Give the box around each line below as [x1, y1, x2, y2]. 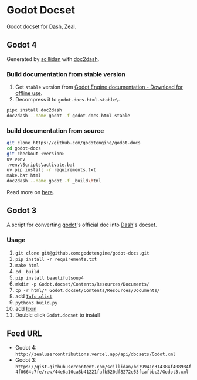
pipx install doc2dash [6, 107, 62, 113]
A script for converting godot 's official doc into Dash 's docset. [6, 221, 157, 228]
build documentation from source [6, 127, 104, 135]
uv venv [6, 156, 26, 162]
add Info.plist [15, 293, 53, 300]
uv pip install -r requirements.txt [6, 167, 96, 173]
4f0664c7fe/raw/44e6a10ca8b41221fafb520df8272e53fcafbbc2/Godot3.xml [15, 369, 189, 375]
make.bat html [6, 172, 42, 179]
